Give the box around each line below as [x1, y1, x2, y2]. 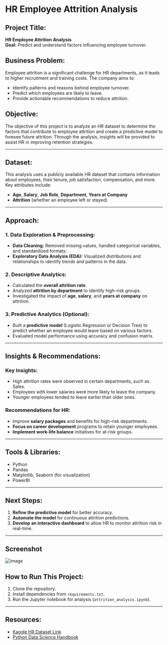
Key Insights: [5, 367, 38, 374]
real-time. [12, 525, 33, 531]
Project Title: [5, 23, 46, 32]
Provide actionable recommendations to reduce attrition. [12, 95, 129, 101]
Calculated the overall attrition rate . [12, 282, 87, 288]
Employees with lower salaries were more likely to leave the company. [12, 389, 156, 395]
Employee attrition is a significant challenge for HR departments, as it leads [5, 69, 160, 75]
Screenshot [5, 544, 42, 553]
